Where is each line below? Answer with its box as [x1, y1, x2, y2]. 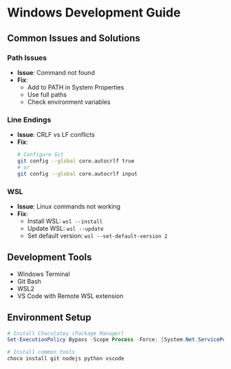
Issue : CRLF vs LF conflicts [16, 131, 95, 139]
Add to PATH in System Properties [27, 83, 124, 91]
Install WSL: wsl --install [27, 217, 103, 225]
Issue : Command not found [16, 68, 95, 76]
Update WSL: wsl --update [27, 224, 104, 232]
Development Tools [7, 251, 92, 263]
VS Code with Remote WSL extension [16, 291, 124, 300]
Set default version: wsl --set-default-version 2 [27, 231, 168, 240]
